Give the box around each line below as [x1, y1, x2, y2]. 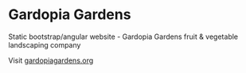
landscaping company [8, 40, 81, 49]
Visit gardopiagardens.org [8, 56, 94, 65]
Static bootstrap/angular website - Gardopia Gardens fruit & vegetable [8, 32, 239, 41]
